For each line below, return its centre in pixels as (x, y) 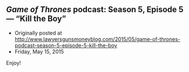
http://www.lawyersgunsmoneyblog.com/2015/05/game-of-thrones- (97, 39)
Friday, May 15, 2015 (39, 52)
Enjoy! (14, 63)
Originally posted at (38, 33)
